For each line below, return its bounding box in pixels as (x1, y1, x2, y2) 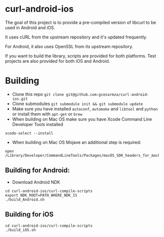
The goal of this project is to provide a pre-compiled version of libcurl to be (5, 19, 156, 25)
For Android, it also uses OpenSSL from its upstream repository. (5, 43, 133, 49)
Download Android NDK (12, 179, 60, 185)
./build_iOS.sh (5, 227, 36, 232)
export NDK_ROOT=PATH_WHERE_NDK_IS (5, 193, 78, 198)
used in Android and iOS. (5, 24, 55, 30)
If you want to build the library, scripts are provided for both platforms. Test (5, 53, 156, 59)
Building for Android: (5, 166, 70, 175)
